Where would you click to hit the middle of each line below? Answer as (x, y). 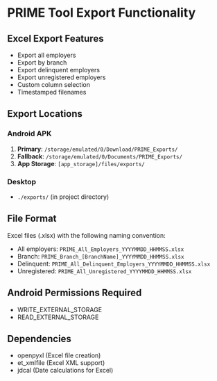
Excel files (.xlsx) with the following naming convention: (87, 235)
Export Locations (45, 114)
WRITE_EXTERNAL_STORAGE (60, 309)
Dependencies (39, 339)
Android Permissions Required (75, 293)
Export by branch (42, 63)
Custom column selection (54, 84)
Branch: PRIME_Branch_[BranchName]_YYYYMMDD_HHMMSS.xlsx (101, 256)
